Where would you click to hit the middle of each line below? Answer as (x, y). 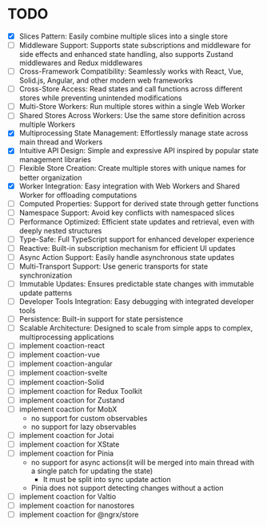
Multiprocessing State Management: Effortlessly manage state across (133, 133)
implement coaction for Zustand (72, 400)
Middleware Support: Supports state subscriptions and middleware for (135, 45)
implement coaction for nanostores (77, 505)
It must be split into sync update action (107, 479)
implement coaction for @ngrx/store (79, 515)
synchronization (46, 275)
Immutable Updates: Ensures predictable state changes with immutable (136, 284)
